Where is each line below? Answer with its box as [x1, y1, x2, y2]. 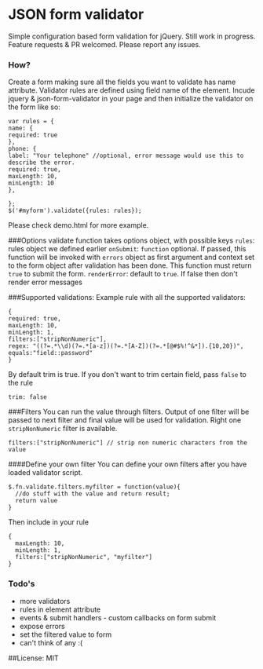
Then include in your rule [8, 517, 89, 527]
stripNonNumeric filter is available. [8, 424, 118, 433]
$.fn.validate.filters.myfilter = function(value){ [8, 483, 181, 492]
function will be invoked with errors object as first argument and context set [8, 253, 255, 262]
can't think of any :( [19, 638, 83, 647]
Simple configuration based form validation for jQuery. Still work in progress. [8, 31, 256, 41]
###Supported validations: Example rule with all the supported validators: [8, 293, 246, 302]
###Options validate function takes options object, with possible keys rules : [8, 236, 255, 245]
